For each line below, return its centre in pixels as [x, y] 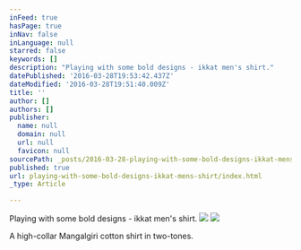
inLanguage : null [42, 43]
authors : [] [31, 109]
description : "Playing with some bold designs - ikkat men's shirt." [142, 68]
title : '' [28, 92]
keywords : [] [34, 59]
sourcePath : [31, 159]
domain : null [42, 134]
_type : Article [38, 185]
